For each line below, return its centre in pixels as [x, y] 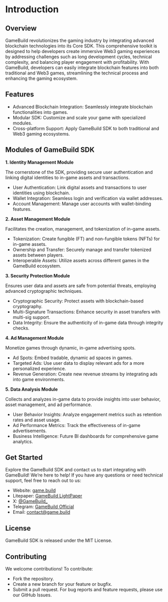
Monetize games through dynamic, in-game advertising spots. [71, 347]
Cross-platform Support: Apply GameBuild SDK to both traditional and [86, 128]
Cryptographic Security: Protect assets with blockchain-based [78, 301]
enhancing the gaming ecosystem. [41, 78]
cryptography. [27, 306]
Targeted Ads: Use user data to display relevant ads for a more [78, 363]
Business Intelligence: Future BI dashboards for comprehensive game [86, 436]
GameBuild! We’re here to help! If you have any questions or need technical [84, 475]
